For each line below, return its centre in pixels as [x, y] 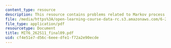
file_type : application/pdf [35, 24]
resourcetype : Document [31, 28]
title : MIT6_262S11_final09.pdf [39, 33]
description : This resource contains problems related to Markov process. [86, 14]
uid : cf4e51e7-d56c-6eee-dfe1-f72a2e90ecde [52, 38]
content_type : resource [31, 10]
